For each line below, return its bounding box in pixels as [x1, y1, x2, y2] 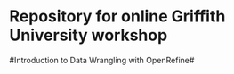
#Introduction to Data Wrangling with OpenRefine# [9, 54, 195, 65]
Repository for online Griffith [9, 6, 226, 27]
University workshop [9, 25, 168, 45]
